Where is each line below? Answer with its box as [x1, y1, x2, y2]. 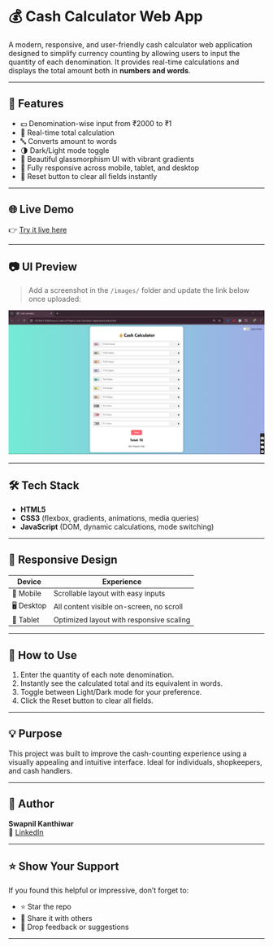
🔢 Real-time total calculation [19, 128, 115, 137]
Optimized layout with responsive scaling [53, 614, 191, 624]
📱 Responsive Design [8, 553, 118, 567]
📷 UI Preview [8, 260, 77, 273]
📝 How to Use [8, 648, 77, 662]
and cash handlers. [8, 766, 73, 775]
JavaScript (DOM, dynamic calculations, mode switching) [19, 522, 214, 531]
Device [17, 577, 42, 587]
